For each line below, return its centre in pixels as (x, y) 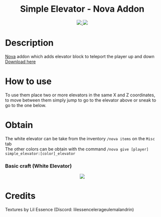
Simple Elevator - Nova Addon (82, 9)
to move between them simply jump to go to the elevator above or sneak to (81, 100)
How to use (28, 81)
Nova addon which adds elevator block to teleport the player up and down (80, 56)
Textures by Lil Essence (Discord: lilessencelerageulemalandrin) (69, 209)
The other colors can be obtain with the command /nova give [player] (77, 149)
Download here (20, 62)
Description (29, 43)
